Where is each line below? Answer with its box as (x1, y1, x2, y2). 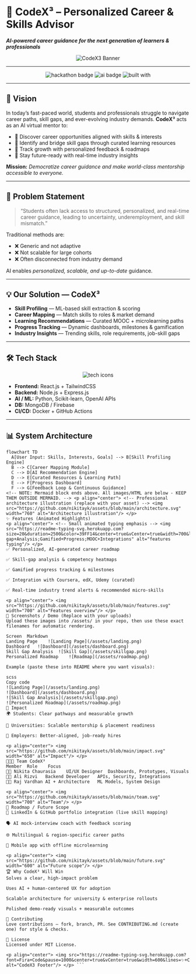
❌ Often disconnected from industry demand (14, 255, 123, 263)
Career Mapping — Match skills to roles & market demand (14, 311, 155, 318)
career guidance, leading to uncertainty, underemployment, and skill (20, 213, 185, 220)
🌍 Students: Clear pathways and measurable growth (6, 711, 134, 717)
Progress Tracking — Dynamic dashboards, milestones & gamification (14, 324, 184, 331)
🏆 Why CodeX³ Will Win (6, 869, 64, 875)
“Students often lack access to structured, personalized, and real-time (20, 207, 190, 214)
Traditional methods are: (6, 231, 65, 238)
